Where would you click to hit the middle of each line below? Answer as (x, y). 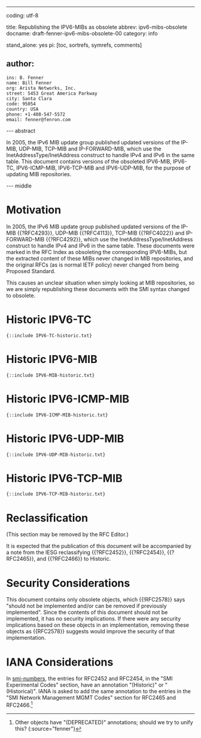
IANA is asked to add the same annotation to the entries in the (115, 691)
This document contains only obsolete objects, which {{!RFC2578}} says (96, 600)
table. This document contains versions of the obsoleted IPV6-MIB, (89, 161)
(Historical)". (22, 691)
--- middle (19, 186)
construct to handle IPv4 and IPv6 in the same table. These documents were (100, 246)
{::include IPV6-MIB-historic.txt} (51, 375)
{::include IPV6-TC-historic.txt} (49, 335)
